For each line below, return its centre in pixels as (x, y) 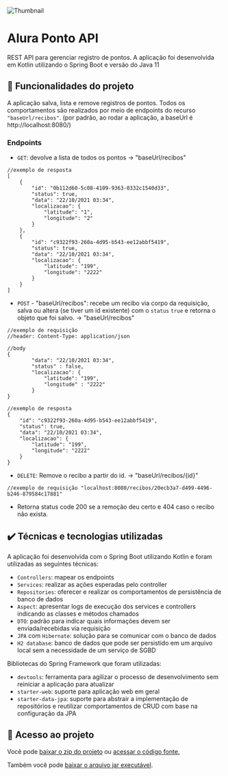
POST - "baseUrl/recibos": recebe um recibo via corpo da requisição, (113, 303)
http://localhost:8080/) (39, 124)
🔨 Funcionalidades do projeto (71, 86)
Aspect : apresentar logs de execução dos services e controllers (106, 606)
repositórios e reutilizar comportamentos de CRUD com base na (107, 706)
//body (16, 348)
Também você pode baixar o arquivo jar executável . (80, 765)
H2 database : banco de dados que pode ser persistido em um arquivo (115, 643)
